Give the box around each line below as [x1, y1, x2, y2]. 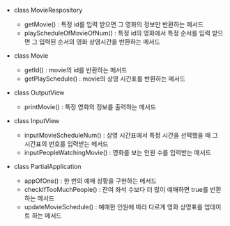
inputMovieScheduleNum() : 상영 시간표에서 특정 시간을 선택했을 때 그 [24, 131, 218, 139]
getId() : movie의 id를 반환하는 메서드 [24, 66, 128, 74]
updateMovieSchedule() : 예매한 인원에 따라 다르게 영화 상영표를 [24, 203, 204, 211]
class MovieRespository [13, 6, 83, 14]
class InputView [13, 117, 60, 124]
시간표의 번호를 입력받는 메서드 [24, 140, 109, 148]
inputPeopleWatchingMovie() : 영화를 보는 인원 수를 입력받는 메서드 [24, 149, 211, 156]
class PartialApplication [13, 163, 82, 170]
